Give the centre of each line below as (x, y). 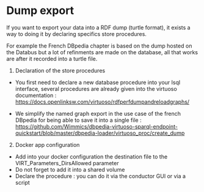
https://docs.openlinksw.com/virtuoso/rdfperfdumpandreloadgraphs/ (102, 102)
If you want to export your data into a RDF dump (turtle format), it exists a (98, 27)
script (23, 182)
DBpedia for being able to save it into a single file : (78, 120)
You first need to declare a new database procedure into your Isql (98, 82)
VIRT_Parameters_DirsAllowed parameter (67, 163)
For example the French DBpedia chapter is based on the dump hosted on (99, 46)
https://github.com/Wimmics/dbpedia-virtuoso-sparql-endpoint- (97, 126)
